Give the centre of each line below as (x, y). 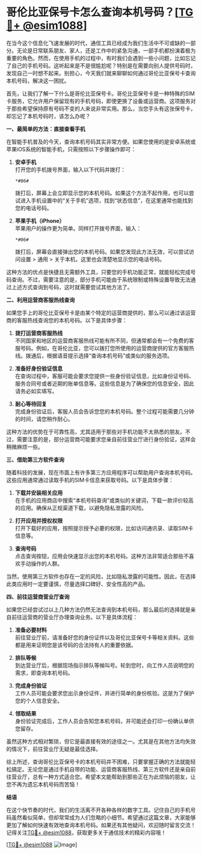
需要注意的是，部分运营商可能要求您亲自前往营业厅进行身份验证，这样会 (106, 439)
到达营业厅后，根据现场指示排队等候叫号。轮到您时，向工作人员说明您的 (104, 665)
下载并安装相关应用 (39, 492)
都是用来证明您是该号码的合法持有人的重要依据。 (75, 645)
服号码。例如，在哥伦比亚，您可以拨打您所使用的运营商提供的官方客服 (102, 348)
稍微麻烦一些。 (25, 447)
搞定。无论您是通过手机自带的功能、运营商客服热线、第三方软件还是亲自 (101, 769)
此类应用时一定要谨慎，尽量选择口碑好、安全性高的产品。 (77, 584)
